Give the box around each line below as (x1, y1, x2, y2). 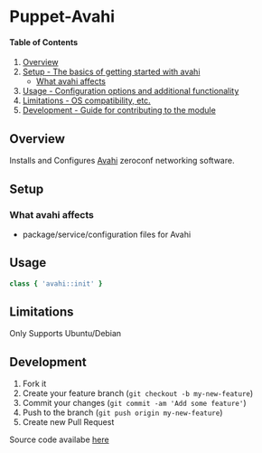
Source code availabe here (9, 434, 110, 445)
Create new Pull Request (22, 417, 115, 428)
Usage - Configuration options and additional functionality (22, 86, 239, 97)
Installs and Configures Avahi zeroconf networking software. (9, 156, 235, 166)
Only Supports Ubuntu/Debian (9, 328, 122, 339)
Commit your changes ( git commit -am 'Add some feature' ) (22, 398, 247, 409)
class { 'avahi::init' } (9, 278, 103, 288)
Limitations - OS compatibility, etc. (22, 95, 151, 106)
